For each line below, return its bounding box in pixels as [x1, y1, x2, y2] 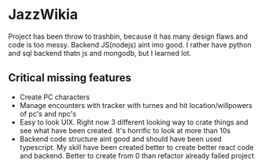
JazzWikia [8, 6, 79, 24]
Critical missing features [8, 71, 131, 84]
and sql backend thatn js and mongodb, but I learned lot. [8, 48, 192, 58]
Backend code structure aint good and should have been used [19, 134, 222, 144]
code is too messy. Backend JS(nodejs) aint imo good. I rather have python [8, 39, 252, 49]
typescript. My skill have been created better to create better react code [19, 142, 254, 151]
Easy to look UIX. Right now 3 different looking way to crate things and [19, 117, 249, 127]
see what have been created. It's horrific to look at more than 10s [19, 125, 231, 135]
